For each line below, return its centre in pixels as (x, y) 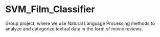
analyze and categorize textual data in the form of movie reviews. (74, 28)
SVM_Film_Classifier (50, 9)
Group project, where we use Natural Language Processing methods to (80, 23)
